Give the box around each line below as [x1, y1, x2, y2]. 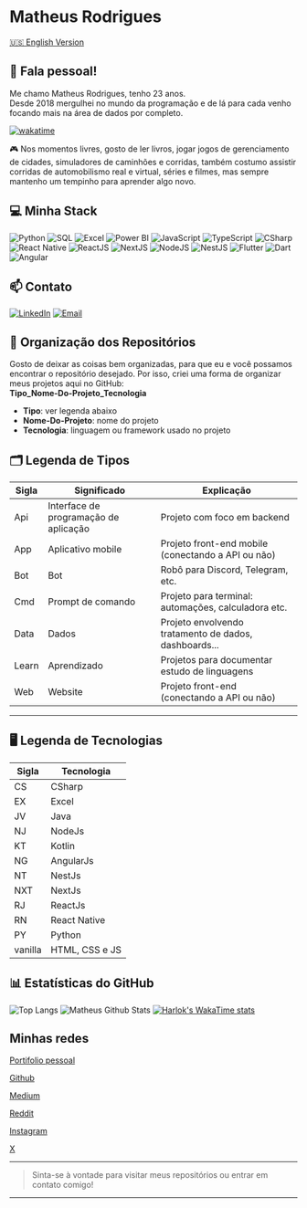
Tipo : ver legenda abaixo [22, 405, 117, 416]
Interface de [48, 499, 101, 512]
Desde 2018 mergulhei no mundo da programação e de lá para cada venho [9, 98, 292, 109]
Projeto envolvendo [160, 616, 244, 628]
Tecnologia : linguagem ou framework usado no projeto [22, 425, 231, 436]
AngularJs [49, 854, 94, 867]
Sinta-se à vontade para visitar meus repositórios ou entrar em [31, 1170, 269, 1181]
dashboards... [160, 639, 219, 651]
